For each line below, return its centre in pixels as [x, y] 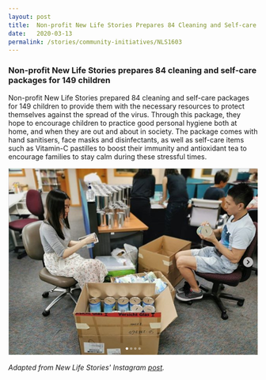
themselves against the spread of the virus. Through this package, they [125, 114]
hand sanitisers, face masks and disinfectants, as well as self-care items [126, 139]
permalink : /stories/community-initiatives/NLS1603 [95, 42]
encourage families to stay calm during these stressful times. [108, 156]
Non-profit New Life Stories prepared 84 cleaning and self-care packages [129, 97]
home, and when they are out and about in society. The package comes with [133, 131]
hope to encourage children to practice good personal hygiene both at [123, 123]
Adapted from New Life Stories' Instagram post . [86, 367]
